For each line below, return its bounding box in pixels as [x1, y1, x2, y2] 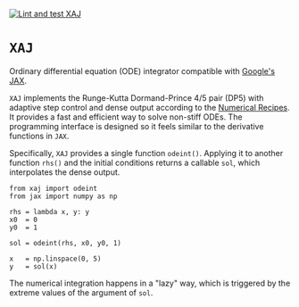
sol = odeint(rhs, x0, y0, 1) [9, 238, 122, 247]
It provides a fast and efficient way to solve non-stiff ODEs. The [9, 112, 243, 122]
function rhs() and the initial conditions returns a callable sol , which [9, 157, 261, 168]
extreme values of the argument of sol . [9, 286, 154, 298]
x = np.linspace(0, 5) [9, 254, 102, 263]
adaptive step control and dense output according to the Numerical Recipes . [9, 102, 290, 112]
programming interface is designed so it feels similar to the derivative [9, 120, 264, 131]
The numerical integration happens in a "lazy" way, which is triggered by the [9, 278, 291, 288]
